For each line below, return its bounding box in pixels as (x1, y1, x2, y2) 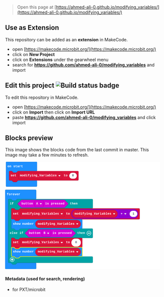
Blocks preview (5, 134, 53, 142)
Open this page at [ (17, 4, 56, 10)
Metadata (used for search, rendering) (5, 275, 85, 282)
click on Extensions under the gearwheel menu (12, 57, 109, 62)
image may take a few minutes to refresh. (5, 152, 89, 158)
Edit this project (5, 81, 55, 90)
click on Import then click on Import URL (12, 109, 95, 115)
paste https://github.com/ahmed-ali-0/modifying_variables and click (12, 114, 156, 120)
